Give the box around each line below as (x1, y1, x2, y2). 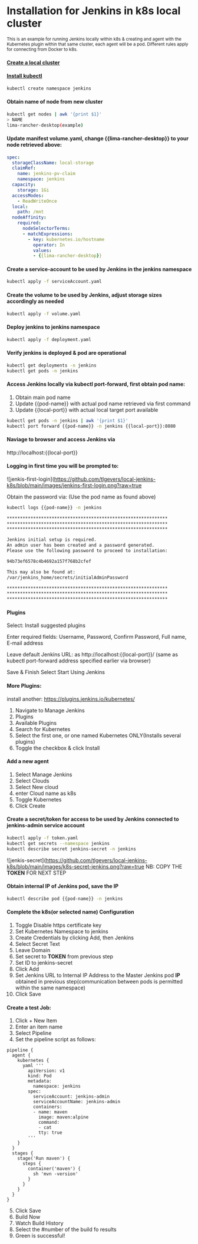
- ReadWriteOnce (17, 198, 58, 204)
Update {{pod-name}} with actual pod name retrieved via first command (15, 400, 191, 407)
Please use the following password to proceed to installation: (6, 548, 168, 554)
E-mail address (6, 639, 44, 646)
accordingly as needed (6, 298, 64, 305)
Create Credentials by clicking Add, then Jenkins (15, 934, 134, 941)
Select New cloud (15, 783, 58, 790)
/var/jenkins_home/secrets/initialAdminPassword (6, 575, 128, 580)
